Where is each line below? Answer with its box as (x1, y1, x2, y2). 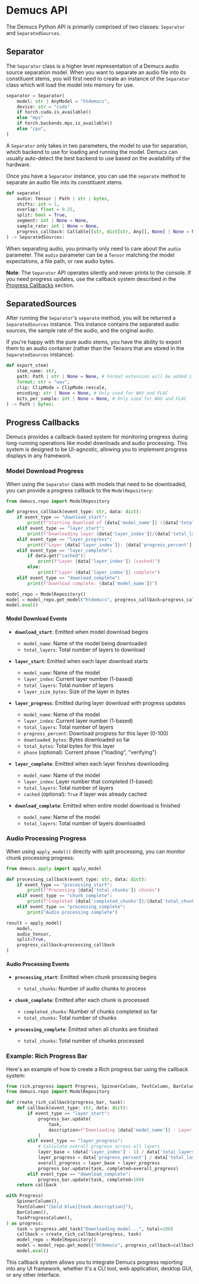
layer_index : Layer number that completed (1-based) (23, 777, 153, 785)
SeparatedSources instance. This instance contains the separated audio (6, 321, 179, 328)
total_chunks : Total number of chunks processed (23, 1038, 144, 1045)
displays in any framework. (6, 452, 72, 459)
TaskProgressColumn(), (17, 1215, 73, 1221)
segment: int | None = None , (17, 217, 89, 224)
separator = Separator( (6, 92, 65, 98)
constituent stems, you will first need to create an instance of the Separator (6, 75, 190, 82)
